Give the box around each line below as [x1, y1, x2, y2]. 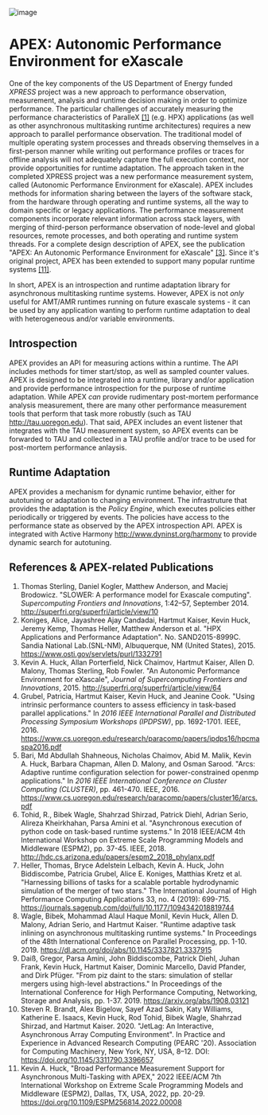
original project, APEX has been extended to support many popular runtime [9, 255, 255, 266]
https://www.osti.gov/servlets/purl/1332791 [20, 649, 162, 659]
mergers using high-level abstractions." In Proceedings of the [20, 979, 223, 988]
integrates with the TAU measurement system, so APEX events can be [9, 426, 239, 435]
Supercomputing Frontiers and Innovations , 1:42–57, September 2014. [20, 598, 250, 608]
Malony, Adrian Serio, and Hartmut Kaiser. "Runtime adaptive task [20, 920, 236, 930]
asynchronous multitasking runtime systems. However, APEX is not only [9, 288, 245, 298]
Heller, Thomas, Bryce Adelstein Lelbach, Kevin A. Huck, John [20, 860, 224, 871]
